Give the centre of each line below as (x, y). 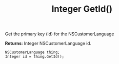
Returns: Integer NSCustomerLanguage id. (48, 43)
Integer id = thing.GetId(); (35, 57)
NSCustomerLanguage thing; (32, 52)
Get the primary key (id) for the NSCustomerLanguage (60, 34)
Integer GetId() (82, 9)
